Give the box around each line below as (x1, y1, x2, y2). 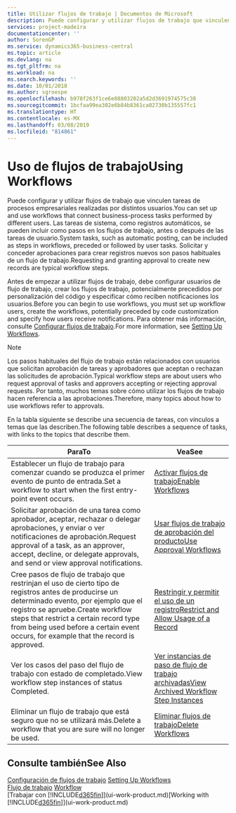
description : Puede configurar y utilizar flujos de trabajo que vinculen (7, 17, 231, 24)
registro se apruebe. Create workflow (11, 605, 132, 615)
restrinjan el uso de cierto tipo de (11, 578, 120, 588)
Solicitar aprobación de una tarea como (11, 506, 141, 516)
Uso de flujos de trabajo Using (7, 158, 184, 174)
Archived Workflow (154, 686, 218, 696)
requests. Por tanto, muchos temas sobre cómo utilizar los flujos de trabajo (7, 387, 225, 395)
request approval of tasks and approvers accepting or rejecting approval (7, 379, 217, 388)
